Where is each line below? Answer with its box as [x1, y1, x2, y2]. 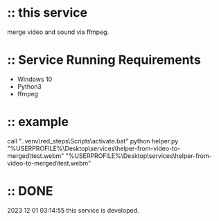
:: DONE [7, 184, 53, 199]
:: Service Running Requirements [7, 52, 201, 68]
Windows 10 [17, 75, 53, 83]
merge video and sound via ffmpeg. [7, 28, 109, 36]
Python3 [17, 82, 42, 91]
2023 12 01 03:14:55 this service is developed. [7, 206, 139, 214]
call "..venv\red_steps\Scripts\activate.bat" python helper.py [7, 136, 179, 145]
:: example [7, 114, 69, 130]
